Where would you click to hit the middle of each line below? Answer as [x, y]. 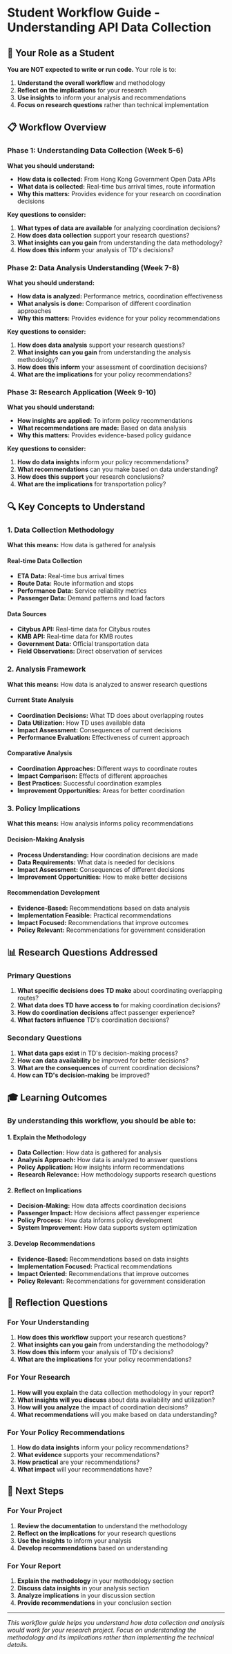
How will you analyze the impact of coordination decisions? [103, 1407]
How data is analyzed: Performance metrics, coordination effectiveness [120, 296]
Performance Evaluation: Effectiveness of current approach [103, 737]
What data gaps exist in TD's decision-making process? [97, 1053]
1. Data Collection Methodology [61, 530]
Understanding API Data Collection [109, 27]
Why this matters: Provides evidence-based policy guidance [104, 435]
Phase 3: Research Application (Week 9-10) [82, 392]
